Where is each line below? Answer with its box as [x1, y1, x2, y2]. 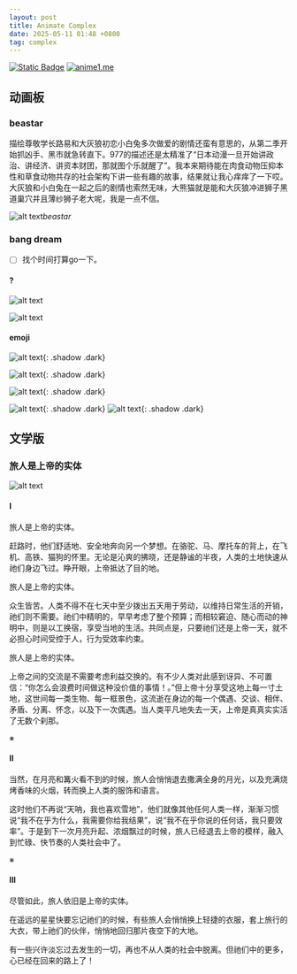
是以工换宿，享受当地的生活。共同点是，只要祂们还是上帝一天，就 [39, 622, 280, 633]
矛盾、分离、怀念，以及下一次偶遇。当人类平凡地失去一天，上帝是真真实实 [9, 704, 280, 715]
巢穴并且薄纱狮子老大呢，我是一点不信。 [16, 193, 164, 203]
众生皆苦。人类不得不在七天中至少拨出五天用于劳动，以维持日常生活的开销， [9, 600, 288, 610]
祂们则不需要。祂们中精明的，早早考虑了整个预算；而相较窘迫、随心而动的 [9, 611, 280, 622]
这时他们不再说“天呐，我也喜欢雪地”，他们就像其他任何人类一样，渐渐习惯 [9, 803, 280, 814]
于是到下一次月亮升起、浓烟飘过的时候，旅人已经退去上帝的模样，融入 [27, 825, 285, 836]
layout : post [9, 12, 57, 22]
